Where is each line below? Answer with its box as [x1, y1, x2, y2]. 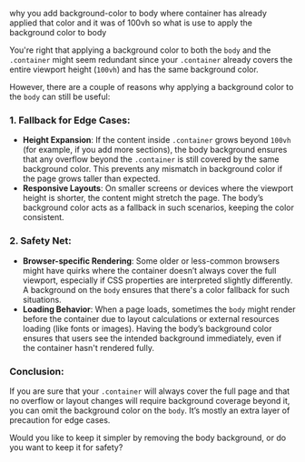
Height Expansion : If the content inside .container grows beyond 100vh [22, 135, 291, 146]
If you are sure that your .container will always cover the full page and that [9, 386, 290, 397]
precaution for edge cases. [9, 414, 111, 426]
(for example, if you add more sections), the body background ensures [22, 145, 288, 156]
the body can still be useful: [9, 91, 111, 102]
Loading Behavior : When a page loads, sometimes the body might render [22, 304, 296, 315]
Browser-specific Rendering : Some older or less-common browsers [22, 255, 280, 266]
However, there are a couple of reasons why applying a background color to [9, 82, 294, 92]
